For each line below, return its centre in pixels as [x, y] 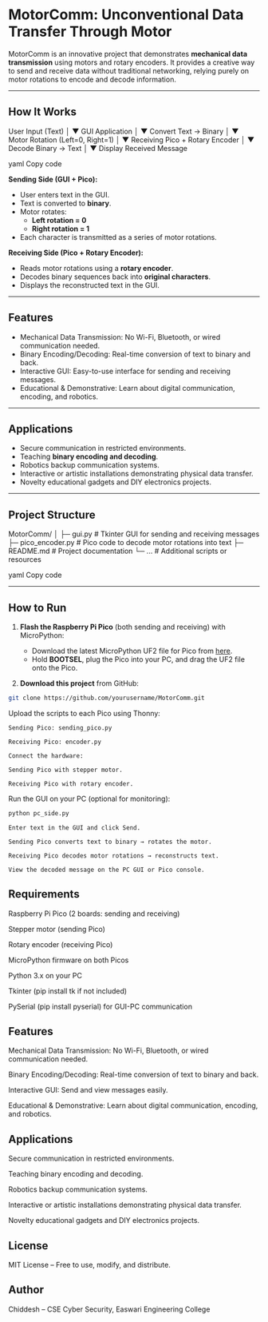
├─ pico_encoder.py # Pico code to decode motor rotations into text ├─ [126, 543]
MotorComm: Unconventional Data [126, 15]
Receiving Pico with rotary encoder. [71, 784]
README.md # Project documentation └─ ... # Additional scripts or [118, 551]
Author [26, 1290]
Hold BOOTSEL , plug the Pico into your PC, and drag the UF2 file [138, 659]
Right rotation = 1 [61, 229]
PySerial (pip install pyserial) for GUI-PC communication [100, 1006]
